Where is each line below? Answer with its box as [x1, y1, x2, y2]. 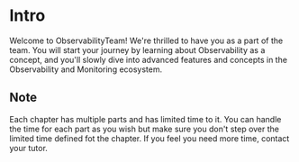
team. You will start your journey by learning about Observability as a [9, 44, 266, 55]
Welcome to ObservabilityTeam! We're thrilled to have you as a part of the [9, 35, 284, 46]
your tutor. [9, 142, 48, 153]
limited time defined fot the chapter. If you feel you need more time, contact [9, 132, 290, 144]
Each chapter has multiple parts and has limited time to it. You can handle [9, 113, 282, 124]
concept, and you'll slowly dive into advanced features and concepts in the [9, 54, 288, 65]
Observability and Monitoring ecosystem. [9, 64, 163, 75]
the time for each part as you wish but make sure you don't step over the [9, 123, 280, 134]
